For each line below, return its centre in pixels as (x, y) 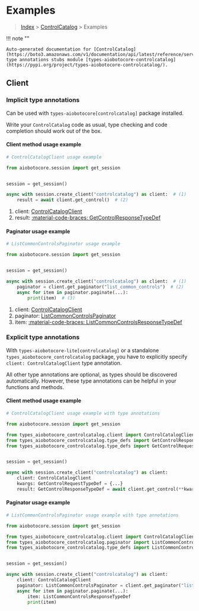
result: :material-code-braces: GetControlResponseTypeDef (88, 218)
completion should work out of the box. (54, 131)
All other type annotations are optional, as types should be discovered (92, 374)
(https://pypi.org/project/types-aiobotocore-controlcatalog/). (87, 65)
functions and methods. (35, 387)
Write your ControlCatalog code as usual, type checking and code (87, 124)
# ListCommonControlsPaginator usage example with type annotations (92, 515)
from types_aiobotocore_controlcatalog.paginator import (78, 542)
